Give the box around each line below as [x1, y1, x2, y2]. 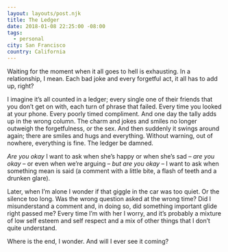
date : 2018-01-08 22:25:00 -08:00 [7, 23, 106, 30]
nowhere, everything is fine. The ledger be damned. [7, 139, 154, 147]
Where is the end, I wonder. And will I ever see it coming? [7, 237, 169, 245]
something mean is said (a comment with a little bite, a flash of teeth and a [7, 166, 217, 175]
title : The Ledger [7, 16, 60, 23]
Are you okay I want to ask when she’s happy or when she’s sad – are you [7, 152, 215, 160]
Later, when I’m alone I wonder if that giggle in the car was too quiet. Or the [7, 187, 220, 196]
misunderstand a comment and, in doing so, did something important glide [7, 202, 218, 210]
